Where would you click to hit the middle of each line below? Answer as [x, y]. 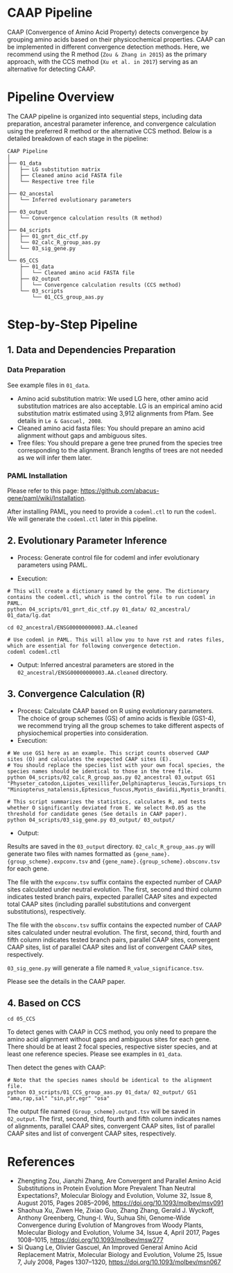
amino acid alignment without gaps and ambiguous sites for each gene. [109, 1040]
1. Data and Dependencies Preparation [92, 350]
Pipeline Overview [61, 97]
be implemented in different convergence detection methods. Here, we [109, 47]
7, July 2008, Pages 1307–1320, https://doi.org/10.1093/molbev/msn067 [119, 1262]
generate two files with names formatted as [69, 853]
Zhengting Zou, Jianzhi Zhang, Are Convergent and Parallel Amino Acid [119, 1181]
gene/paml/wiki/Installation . [47, 498]
